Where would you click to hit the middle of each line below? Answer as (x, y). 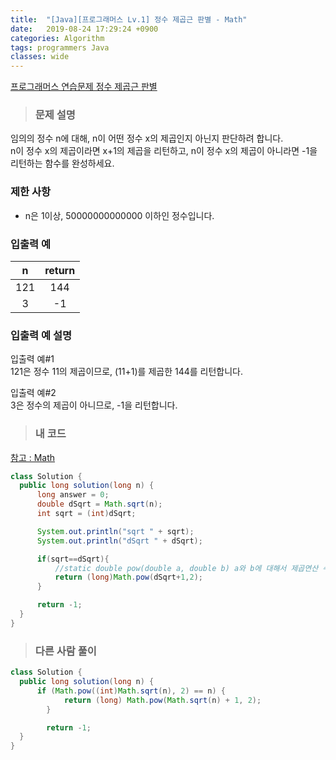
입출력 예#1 (32, 359)
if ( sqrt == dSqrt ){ (73, 559)
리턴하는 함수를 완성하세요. (62, 163)
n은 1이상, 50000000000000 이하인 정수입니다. (119, 215)
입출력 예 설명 (41, 335)
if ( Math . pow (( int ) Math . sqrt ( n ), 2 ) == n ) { (131, 691)
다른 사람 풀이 (65, 651)
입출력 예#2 (33, 393)
